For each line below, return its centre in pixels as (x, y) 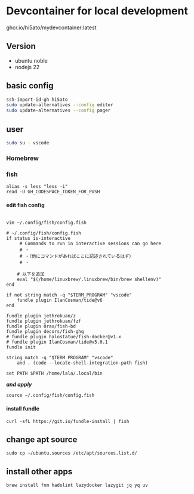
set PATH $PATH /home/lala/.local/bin (54, 373)
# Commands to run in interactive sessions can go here (90, 244)
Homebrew (22, 158)
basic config (30, 86)
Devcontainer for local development (97, 11)
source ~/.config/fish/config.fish (50, 396)
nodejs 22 (27, 67)
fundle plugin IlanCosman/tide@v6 (60, 300)
